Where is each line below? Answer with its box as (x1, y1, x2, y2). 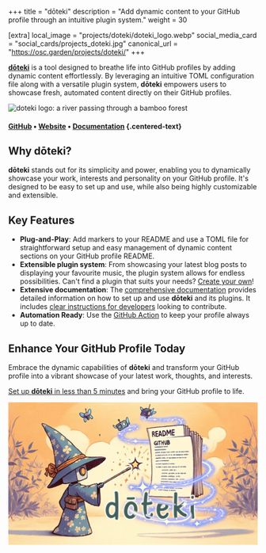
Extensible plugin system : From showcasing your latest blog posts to (19, 260, 247, 269)
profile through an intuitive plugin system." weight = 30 (8, 15, 188, 25)
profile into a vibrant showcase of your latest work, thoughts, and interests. (8, 372, 253, 381)
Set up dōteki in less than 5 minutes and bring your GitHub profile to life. (8, 387, 245, 396)
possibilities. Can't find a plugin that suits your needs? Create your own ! (19, 276, 255, 286)
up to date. (19, 318, 55, 328)
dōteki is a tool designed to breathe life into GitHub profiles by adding (8, 63, 236, 72)
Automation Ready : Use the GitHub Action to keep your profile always (19, 311, 249, 320)
